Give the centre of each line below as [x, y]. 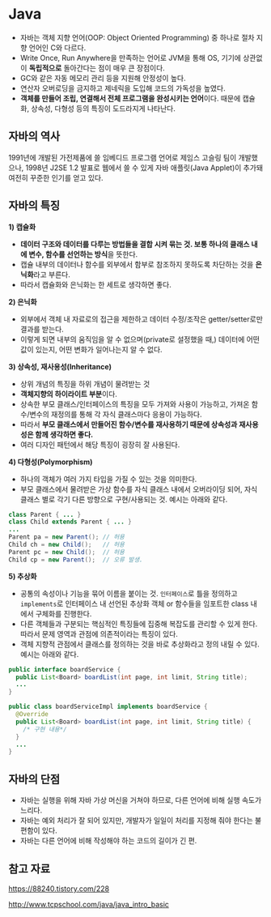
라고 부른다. [52, 274]
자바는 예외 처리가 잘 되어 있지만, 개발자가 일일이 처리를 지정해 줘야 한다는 [136, 821]
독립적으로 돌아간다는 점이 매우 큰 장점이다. [97, 68]
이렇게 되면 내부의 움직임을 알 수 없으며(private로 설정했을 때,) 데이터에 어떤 [140, 339]
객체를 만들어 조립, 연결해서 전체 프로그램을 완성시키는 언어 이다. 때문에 [130, 98]
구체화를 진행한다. [64, 613]
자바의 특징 [34, 206]
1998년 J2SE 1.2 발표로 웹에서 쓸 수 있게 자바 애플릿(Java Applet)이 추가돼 [144, 168]
